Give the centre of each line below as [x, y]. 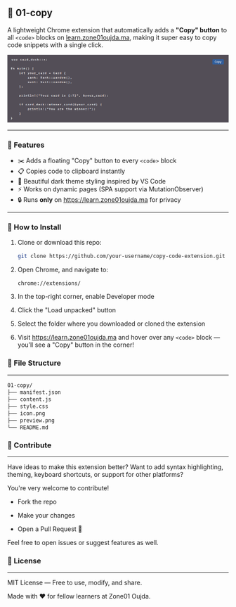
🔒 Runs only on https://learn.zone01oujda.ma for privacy [99, 200]
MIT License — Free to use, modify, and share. [75, 583]
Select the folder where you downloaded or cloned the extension [111, 324]
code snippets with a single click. [55, 45]
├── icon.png [26, 413]
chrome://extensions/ [49, 283]
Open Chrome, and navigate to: [63, 270]
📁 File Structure [34, 363]
